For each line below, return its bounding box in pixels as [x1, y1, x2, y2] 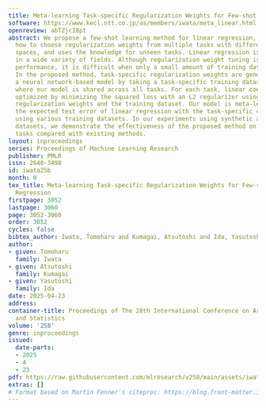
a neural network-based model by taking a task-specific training [15, 78, 239, 86]
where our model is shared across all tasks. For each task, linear [15, 85, 246, 94]
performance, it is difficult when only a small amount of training [15, 64, 246, 71]
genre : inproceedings [8, 329, 80, 337]
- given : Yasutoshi [8, 277, 73, 286]
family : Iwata [15, 255, 62, 263]
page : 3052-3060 [8, 211, 62, 219]
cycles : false [8, 225, 55, 234]
